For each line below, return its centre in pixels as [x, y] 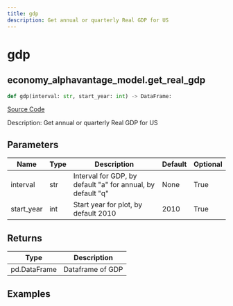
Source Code [26, 109]
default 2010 [95, 214]
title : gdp [23, 14]
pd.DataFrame [34, 269]
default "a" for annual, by [114, 185]
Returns [25, 238]
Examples [29, 294]
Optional [208, 164]
